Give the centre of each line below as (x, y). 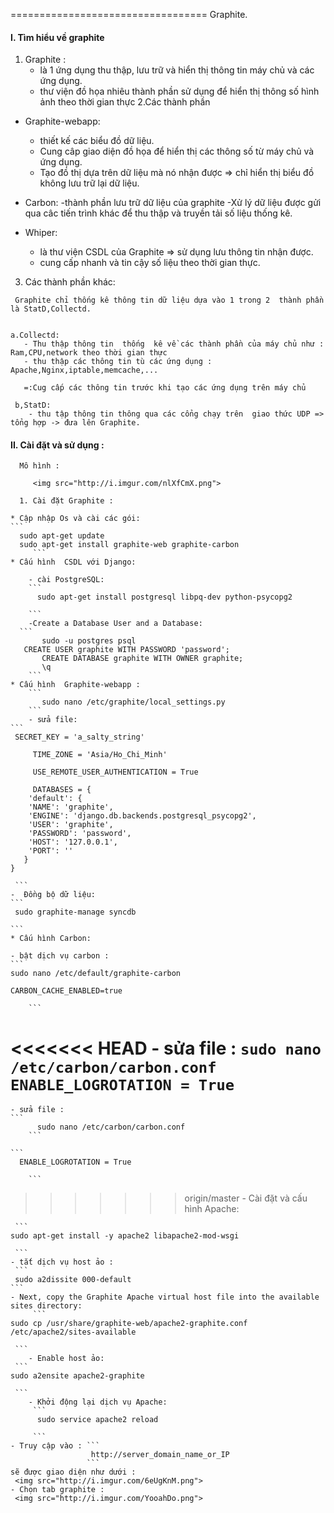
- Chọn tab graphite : (57, 1490)
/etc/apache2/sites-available (73, 1332)
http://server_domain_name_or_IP (160, 1455)
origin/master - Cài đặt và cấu (246, 1198)
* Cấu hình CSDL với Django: (73, 562)
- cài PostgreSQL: (66, 580)
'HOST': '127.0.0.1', (73, 842)
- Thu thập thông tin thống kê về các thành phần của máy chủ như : (174, 344)
